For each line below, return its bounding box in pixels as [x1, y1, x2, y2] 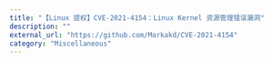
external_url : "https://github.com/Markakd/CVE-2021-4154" [9, 30, 238, 39]
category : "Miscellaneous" [9, 38, 112, 48]
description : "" [9, 22, 71, 31]
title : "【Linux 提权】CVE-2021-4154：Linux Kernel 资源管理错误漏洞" [9, 13, 266, 23]
